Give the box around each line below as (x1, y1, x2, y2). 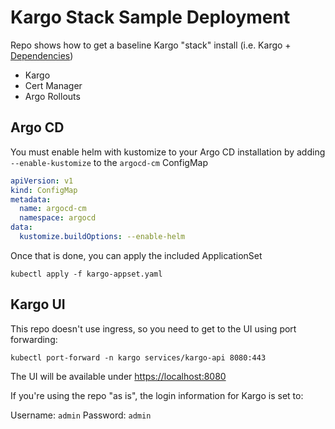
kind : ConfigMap (10, 185, 78, 195)
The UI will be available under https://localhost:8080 (10, 370, 227, 382)
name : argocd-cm (19, 204, 87, 214)
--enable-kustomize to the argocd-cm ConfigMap (10, 156, 209, 168)
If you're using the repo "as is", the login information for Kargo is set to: (10, 389, 304, 401)
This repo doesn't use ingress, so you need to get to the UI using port (10, 322, 297, 335)
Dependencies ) (10, 49, 74, 61)
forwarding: (10, 333, 58, 345)
